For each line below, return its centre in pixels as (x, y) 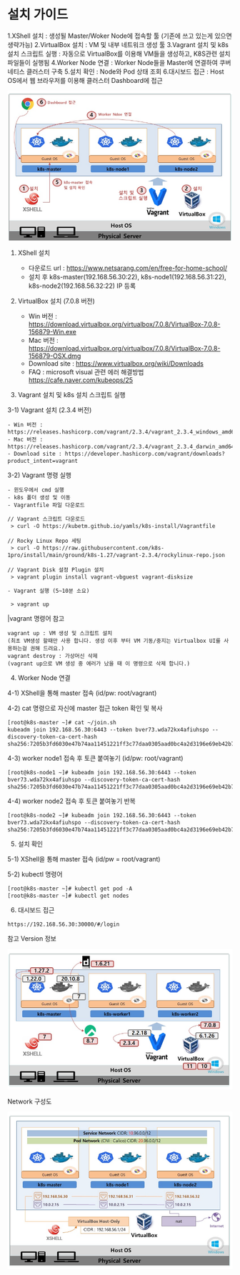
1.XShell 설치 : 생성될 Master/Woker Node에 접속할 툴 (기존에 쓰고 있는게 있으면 (120, 36)
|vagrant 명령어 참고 (36, 619)
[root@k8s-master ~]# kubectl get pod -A (70, 889)
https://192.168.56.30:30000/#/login (64, 925)
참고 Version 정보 (32, 939)
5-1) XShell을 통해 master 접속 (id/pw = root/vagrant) (84, 859)
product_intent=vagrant (43, 461)
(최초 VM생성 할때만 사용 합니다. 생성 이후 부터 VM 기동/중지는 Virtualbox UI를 (114, 641)
